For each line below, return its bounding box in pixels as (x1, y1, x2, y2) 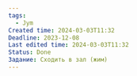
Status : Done (8, 48, 51, 56)
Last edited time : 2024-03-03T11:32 (8, 41, 129, 49)
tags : (8, 11, 26, 20)
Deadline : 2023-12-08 (8, 33, 80, 42)
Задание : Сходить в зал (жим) (8, 56, 108, 64)
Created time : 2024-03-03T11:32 (8, 26, 115, 34)
